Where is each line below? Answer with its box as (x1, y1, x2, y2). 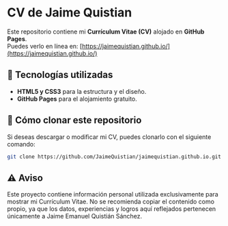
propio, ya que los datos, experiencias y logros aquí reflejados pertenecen (7, 205, 216, 213)
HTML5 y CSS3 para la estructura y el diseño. (16, 87, 147, 95)
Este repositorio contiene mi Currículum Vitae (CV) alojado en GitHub (7, 27, 205, 36)
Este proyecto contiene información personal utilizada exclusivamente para (7, 190, 218, 199)
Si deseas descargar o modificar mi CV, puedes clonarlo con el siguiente (7, 132, 212, 141)
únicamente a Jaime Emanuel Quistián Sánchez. (7, 212, 143, 221)
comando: (7, 140, 35, 148)
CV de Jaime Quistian (7, 5, 132, 21)
